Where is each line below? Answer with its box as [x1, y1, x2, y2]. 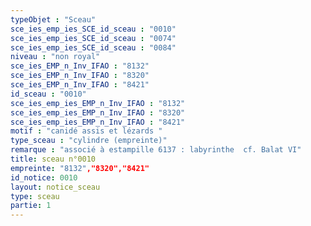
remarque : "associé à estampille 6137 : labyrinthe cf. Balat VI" [10, 145, 302, 155]
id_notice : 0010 [10, 172, 78, 183]
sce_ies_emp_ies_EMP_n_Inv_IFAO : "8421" [10, 117, 186, 127]
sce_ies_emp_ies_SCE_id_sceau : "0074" [10, 33, 177, 43]
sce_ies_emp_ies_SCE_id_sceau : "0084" [10, 42, 177, 53]
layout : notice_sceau [10, 182, 101, 192]
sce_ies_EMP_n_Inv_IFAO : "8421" [10, 80, 150, 90]
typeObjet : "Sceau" [10, 14, 97, 25]
